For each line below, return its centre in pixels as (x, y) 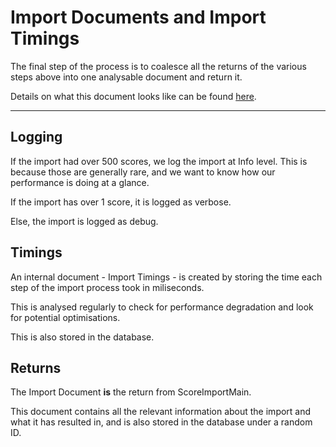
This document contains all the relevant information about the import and (161, 412)
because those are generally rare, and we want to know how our (143, 172)
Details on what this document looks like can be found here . (133, 96)
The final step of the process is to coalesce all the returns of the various (158, 66)
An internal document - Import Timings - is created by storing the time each (166, 277)
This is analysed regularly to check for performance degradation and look (162, 307)
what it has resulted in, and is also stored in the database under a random (161, 422)
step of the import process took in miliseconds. (107, 287)
